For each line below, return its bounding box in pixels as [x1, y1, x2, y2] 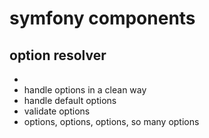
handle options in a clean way [23, 84, 147, 96]
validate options [23, 105, 91, 117]
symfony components [9, 7, 196, 30]
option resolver [9, 47, 107, 64]
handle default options [23, 95, 117, 106]
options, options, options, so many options [23, 116, 200, 127]
